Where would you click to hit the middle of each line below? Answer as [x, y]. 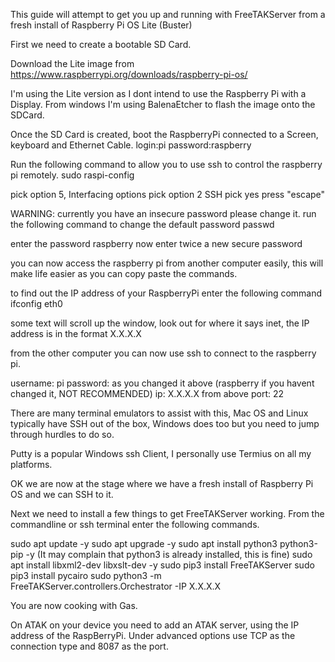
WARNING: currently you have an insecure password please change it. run [163, 213]
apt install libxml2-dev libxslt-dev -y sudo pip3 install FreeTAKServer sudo [162, 565]
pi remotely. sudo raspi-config [72, 175]
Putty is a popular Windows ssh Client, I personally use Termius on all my [161, 453]
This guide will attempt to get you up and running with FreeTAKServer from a [168, 14]
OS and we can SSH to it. [62, 494]
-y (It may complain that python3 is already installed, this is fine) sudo [169, 554]
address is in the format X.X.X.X [76, 333]
